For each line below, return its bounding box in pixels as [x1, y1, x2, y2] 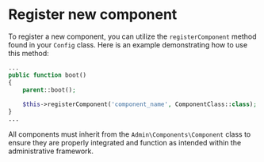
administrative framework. [8, 146, 94, 156]
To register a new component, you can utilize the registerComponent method [8, 32, 257, 41]
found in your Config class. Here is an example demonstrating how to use [8, 40, 248, 49]
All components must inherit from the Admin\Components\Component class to [8, 129, 251, 139]
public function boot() [8, 71, 87, 79]
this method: [8, 48, 49, 58]
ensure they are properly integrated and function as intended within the [8, 138, 242, 147]
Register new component [8, 6, 178, 24]
